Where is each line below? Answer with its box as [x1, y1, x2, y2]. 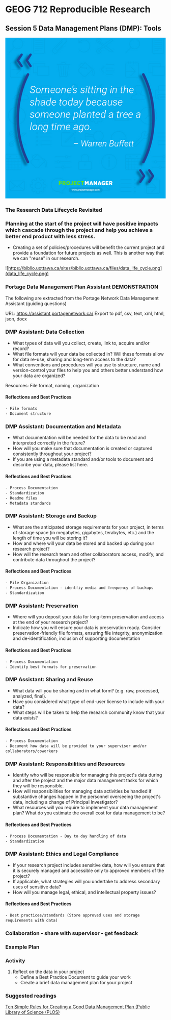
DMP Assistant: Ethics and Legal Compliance [5, 851, 119, 858]
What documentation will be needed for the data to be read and [12, 435, 146, 441]
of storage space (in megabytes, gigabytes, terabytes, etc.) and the [12, 529, 154, 535]
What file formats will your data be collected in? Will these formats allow [12, 351, 164, 357]
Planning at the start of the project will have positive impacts [5, 220, 159, 227]
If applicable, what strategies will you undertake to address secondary [12, 878, 160, 884]
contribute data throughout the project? [12, 556, 96, 562]
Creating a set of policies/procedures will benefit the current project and [12, 244, 164, 251]
